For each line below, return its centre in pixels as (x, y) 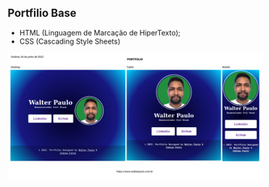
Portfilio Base (42, 13)
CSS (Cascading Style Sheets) (70, 41)
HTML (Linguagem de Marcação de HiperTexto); (100, 32)
